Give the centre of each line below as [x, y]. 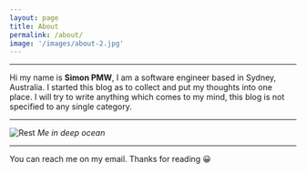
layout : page [34, 18]
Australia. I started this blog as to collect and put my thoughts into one [141, 87]
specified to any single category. [71, 107]
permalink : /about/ [46, 35]
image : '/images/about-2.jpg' [67, 43]
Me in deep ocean [71, 133]
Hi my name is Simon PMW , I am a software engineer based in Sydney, [143, 77]
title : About [34, 26]
